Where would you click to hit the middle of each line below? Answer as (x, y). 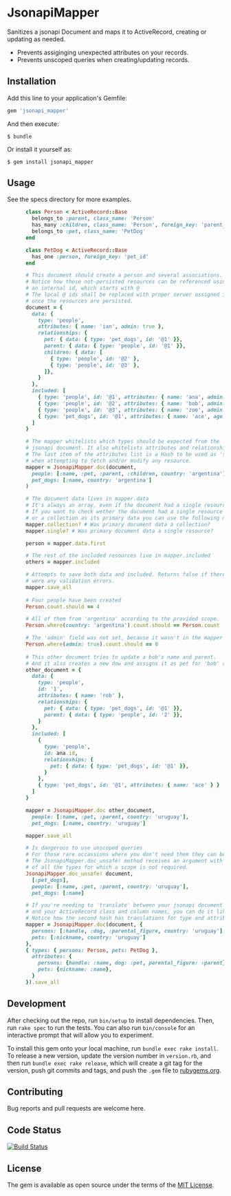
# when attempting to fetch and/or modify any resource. (109, 461)
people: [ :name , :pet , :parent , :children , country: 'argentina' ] (129, 473)
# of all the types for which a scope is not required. (107, 867)
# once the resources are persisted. (79, 301)
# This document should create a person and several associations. (124, 276)
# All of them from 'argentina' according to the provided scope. (122, 619)
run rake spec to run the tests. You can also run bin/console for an (101, 1027)
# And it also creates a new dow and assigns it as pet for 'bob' (122, 663)
